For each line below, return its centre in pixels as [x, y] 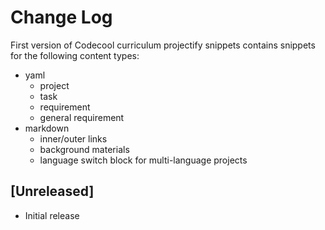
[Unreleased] [52, 191]
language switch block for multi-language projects [143, 160]
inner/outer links [73, 138]
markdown [47, 128]
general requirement [82, 117]
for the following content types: [75, 55]
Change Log [61, 17]
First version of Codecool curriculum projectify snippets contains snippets [163, 45]
